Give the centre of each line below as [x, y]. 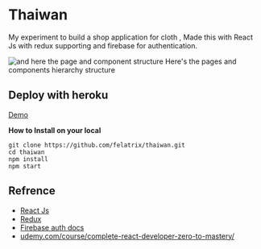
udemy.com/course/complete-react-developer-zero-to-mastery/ [127, 236]
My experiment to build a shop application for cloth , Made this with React [131, 37]
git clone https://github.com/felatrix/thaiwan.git [97, 145]
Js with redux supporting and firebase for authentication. [103, 45]
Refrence [32, 191]
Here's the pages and [201, 61]
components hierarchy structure [62, 69]
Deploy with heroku [58, 95]
